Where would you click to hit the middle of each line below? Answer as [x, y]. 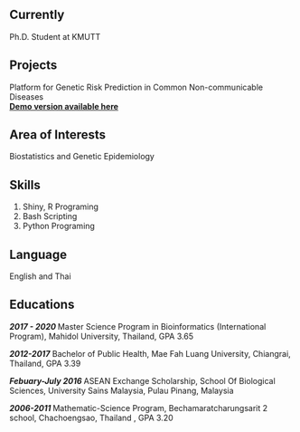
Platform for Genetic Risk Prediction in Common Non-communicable [136, 87]
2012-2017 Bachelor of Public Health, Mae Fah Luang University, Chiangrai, [150, 353]
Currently [37, 15]
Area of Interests [58, 135]
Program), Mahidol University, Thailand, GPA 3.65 [102, 336]
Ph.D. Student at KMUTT [55, 36]
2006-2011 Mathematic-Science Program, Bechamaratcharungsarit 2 [139, 408]
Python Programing [58, 226]
